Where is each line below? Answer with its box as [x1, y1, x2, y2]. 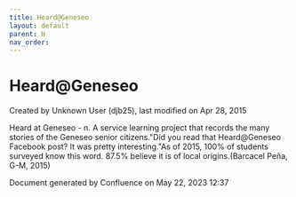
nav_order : [9, 37, 50, 47]
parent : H [9, 29, 46, 38]
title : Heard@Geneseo [9, 12, 90, 22]
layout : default [9, 21, 69, 30]
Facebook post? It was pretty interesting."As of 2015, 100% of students [9, 141, 269, 152]
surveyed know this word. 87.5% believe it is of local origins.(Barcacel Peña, [9, 151, 288, 162]
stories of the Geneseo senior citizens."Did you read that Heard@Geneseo [9, 132, 282, 143]
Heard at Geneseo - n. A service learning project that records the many [9, 122, 270, 133]
